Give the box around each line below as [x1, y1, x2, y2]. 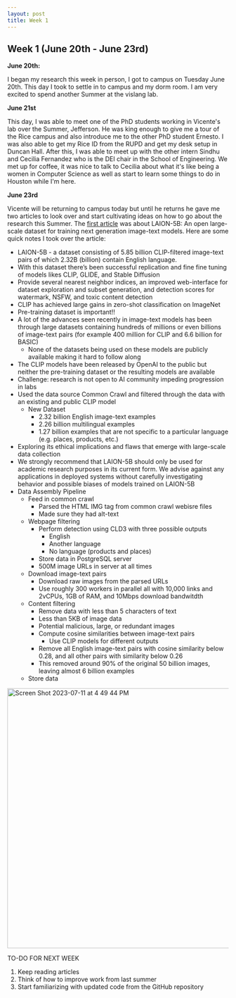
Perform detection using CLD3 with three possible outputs [38, 525, 207, 533]
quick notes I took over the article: [7, 234, 106, 243]
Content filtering [27, 600, 76, 608]
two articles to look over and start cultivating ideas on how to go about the [7, 212, 223, 220]
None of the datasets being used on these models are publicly [27, 346, 209, 354]
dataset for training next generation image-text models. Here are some [24, 227, 229, 236]
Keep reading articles [17, 968, 79, 976]
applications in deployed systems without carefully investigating [17, 472, 204, 481]
